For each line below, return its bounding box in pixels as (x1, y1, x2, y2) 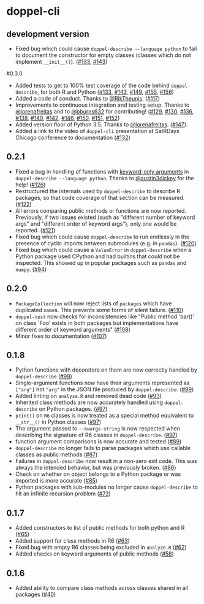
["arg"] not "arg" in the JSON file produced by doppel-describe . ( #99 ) (15, 386, 194, 393)
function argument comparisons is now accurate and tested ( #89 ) (15, 438, 182, 445)
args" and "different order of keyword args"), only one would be (15, 220, 177, 227)
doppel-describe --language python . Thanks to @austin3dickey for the (15, 174, 194, 182)
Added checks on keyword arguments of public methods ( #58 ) (15, 550, 175, 557)
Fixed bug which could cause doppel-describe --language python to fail (15, 45, 197, 52)
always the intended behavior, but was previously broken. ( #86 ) (15, 464, 176, 472)
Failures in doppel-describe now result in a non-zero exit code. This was (15, 457, 197, 465)
